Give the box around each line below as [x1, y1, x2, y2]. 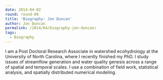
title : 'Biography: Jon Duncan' [5, 16, 72, 21]
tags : [5, 30, 16, 35]
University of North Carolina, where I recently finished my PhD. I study [5, 53, 149, 59]
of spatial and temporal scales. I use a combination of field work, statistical [5, 64, 158, 70]
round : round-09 [5, 12, 39, 17]
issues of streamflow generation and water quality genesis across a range [5, 59, 157, 65]
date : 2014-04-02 [5, 7, 41, 12]
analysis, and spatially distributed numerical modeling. [5, 69, 117, 75]
